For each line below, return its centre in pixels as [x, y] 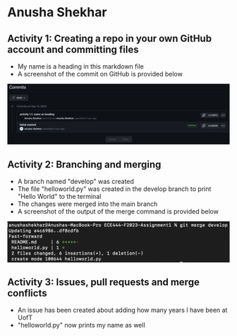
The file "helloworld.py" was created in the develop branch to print [114, 189]
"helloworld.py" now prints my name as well [81, 325]
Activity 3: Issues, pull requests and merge [103, 283]
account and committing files [73, 49]
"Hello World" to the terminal [59, 197]
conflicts [27, 293]
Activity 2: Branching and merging [84, 164]
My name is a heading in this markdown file [81, 66]
